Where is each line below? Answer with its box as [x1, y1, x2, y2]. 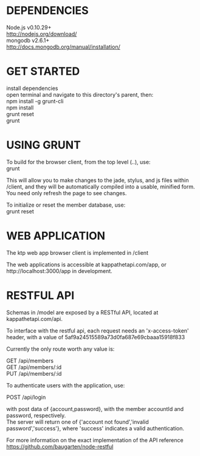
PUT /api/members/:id [6, 370, 62, 377]
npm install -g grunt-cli [6, 97, 64, 105]
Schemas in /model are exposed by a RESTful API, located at [6, 308, 159, 316]
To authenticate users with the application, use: [6, 381, 125, 389]
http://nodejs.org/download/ [6, 30, 77, 37]
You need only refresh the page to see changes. [6, 189, 127, 196]
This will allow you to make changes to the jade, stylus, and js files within [6, 176, 189, 184]
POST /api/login [6, 393, 46, 401]
